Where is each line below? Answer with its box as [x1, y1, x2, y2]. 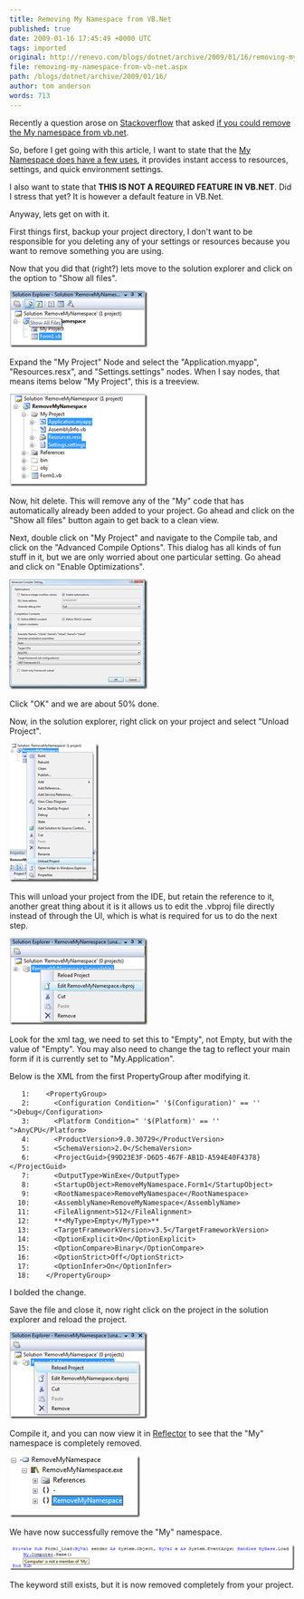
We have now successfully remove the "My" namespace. [9, 1526, 223, 1537]
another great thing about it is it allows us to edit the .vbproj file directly [9, 901, 275, 912]
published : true [9, 24, 71, 34]
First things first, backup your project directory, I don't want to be [9, 226, 253, 237]
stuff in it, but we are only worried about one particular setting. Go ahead [9, 551, 281, 562]
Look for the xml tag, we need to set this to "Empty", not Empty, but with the [9, 1034, 292, 1045]
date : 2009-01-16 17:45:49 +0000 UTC [9, 34, 152, 43]
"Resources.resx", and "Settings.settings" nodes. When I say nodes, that [9, 366, 280, 376]
